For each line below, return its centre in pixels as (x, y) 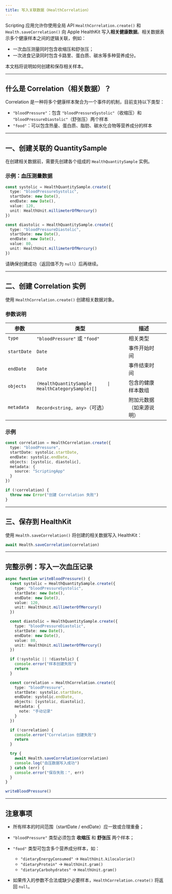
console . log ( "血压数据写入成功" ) (47, 763)
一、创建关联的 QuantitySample (56, 148)
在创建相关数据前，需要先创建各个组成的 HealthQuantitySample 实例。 (79, 161)
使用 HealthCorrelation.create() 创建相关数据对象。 (61, 300)
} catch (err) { (27, 768)
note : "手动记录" (36, 711)
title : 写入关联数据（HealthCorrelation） (48, 10)
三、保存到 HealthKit (38, 522)
